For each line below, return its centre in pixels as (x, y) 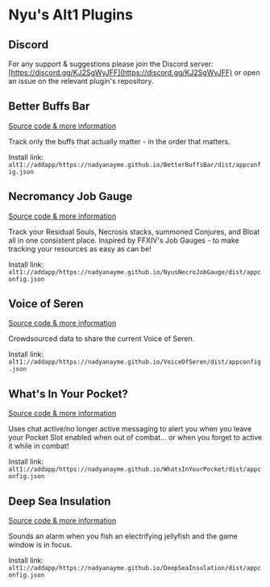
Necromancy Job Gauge (71, 196)
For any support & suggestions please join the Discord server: (111, 64)
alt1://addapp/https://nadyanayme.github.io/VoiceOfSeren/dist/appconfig (135, 362)
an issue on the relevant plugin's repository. (81, 81)
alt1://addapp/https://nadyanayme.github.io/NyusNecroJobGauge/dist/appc (135, 272)
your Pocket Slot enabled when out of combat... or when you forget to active (135, 438)
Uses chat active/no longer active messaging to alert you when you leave (130, 429)
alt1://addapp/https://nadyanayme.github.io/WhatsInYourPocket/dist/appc (135, 469)
